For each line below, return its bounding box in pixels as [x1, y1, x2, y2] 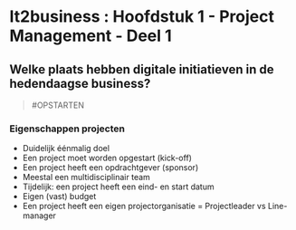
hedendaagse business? [9, 75, 151, 91]
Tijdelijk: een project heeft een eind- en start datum [22, 181, 215, 192]
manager [22, 210, 57, 221]
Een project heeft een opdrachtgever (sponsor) [22, 162, 199, 173]
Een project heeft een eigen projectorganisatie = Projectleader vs [22, 201, 266, 212]
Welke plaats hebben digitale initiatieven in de [9, 62, 274, 77]
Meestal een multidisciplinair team [22, 172, 151, 183]
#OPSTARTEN [31, 100, 84, 110]
